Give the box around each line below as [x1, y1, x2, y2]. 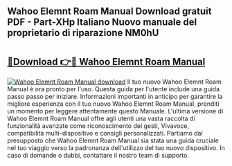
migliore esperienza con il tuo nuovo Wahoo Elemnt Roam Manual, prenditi [7, 100, 220, 108]
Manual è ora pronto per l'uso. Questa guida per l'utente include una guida [7, 85, 220, 93]
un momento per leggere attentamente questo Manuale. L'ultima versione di [7, 107, 224, 115]
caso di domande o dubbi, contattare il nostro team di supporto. [7, 151, 189, 159]
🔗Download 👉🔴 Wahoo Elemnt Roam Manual [7, 55, 206, 68]
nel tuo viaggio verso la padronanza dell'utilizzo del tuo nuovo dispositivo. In [7, 144, 225, 151]
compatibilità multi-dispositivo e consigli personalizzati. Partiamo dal [7, 129, 203, 137]
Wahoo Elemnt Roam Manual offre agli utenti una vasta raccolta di [7, 114, 195, 122]
